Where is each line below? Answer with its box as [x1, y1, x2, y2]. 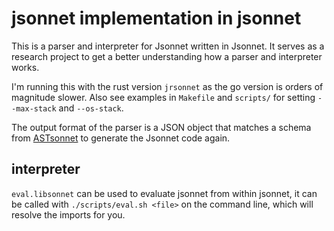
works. [11, 61, 40, 73]
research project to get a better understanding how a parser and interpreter [11, 50, 323, 62]
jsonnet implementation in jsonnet [11, 7, 302, 30]
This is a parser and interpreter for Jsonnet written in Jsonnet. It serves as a [11, 40, 325, 52]
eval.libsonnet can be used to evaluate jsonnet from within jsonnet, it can [11, 187, 318, 199]
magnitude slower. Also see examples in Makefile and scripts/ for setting [11, 91, 316, 103]
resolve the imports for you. [11, 208, 126, 221]
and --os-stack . [58, 102, 124, 114]
